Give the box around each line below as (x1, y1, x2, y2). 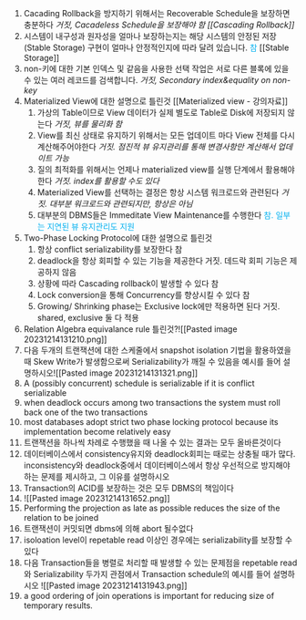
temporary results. (23, 600, 94, 611)
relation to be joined (23, 512, 99, 522)
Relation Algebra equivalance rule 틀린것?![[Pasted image (23, 324, 238, 335)
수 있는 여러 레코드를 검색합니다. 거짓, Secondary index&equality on (23, 75, 271, 85)
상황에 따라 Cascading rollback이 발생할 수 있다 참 (36, 278, 219, 289)
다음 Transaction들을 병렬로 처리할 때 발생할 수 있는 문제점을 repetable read (23, 557, 298, 568)
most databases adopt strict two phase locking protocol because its (23, 417, 279, 427)
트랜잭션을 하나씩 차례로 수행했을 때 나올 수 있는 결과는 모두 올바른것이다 (23, 437, 281, 448)
